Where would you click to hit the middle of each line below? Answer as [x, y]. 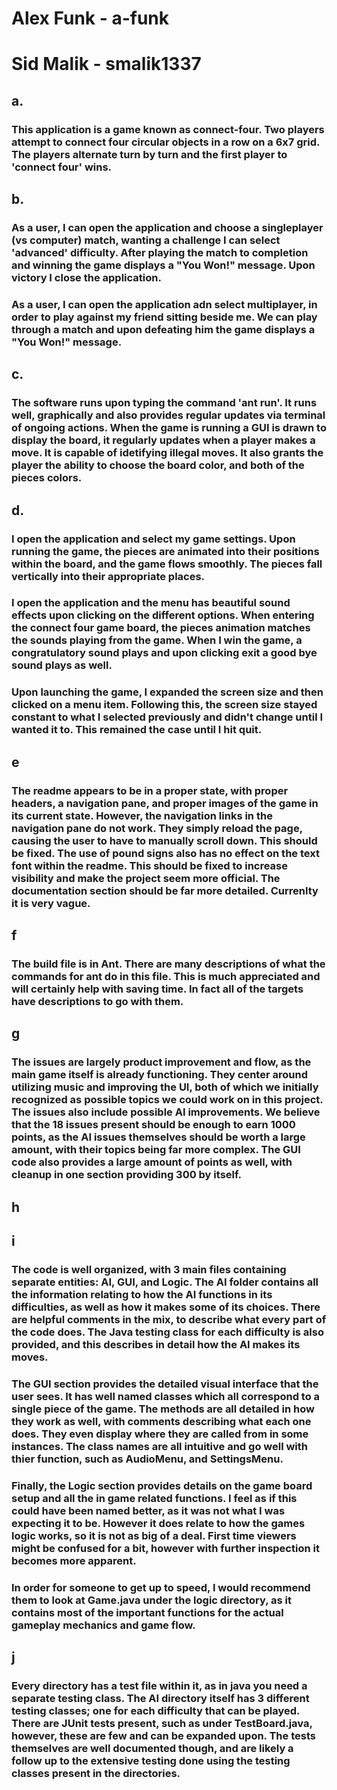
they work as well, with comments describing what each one [161, 1421]
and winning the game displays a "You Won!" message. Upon [163, 265]
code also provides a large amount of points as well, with [152, 1162]
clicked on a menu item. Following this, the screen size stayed [164, 705]
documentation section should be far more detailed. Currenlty [165, 890]
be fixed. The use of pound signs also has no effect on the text [165, 853]
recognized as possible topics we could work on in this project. [167, 1100]
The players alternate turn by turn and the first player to [149, 154]
